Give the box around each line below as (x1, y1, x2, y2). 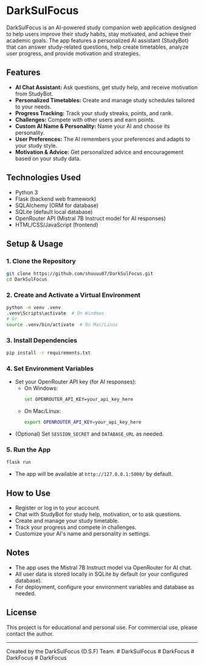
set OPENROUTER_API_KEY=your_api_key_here (24, 397, 134, 403)
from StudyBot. (15, 90, 53, 97)
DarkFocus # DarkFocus (6, 654, 67, 661)
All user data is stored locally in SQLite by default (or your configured (15, 570, 188, 578)
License (6, 608, 37, 618)
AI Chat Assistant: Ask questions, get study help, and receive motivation (15, 83, 198, 91)
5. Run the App (6, 445, 51, 454)
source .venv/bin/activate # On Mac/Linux (6, 321, 118, 328)
